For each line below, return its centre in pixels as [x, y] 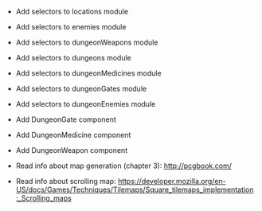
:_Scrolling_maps [43, 198]
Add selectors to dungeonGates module [81, 88]
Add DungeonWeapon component [72, 150]
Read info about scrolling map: [66, 181]
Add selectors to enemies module [71, 27]
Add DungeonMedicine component [73, 135]
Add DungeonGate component [66, 119]
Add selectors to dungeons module [73, 58]
